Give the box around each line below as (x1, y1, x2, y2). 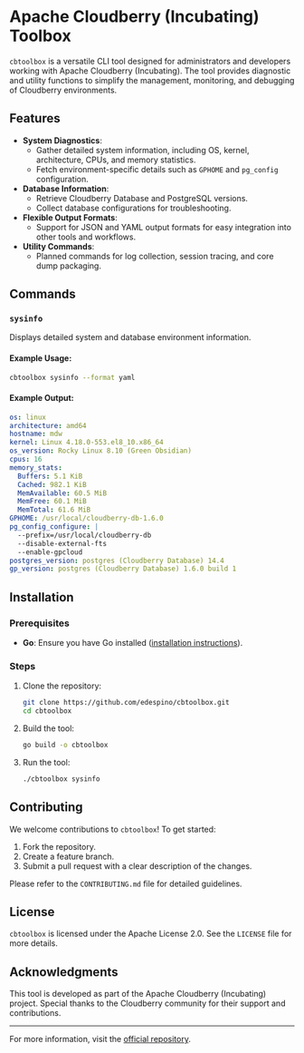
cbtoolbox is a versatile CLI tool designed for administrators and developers (9, 55, 291, 66)
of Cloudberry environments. (9, 84, 118, 95)
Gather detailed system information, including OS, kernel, (35, 144, 250, 155)
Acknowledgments (9, 964, 119, 980)
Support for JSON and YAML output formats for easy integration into (35, 221, 292, 232)
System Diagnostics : (22, 134, 102, 146)
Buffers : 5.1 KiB (17, 472, 83, 481)
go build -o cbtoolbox (22, 741, 109, 750)
